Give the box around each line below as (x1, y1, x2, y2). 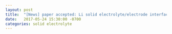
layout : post (5, 7, 33, 12)
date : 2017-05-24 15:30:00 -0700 (5, 16, 81, 21)
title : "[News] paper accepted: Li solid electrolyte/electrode (5, 12, 147, 17)
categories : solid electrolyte (5, 21, 72, 26)
